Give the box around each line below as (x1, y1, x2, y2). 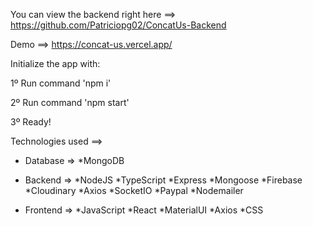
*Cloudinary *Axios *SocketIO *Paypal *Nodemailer (24, 185, 244, 196)
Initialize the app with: (10, 58, 101, 69)
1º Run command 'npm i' (10, 77, 112, 89)
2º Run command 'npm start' (10, 97, 130, 108)
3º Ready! (10, 116, 52, 128)
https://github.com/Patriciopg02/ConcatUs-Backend (10, 19, 227, 31)
